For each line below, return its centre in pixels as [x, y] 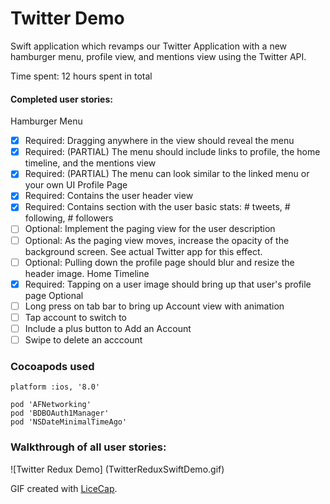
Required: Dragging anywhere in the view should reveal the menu [159, 141]
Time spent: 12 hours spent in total [81, 76]
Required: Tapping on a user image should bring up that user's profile [168, 284]
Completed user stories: [61, 99]
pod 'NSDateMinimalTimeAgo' [69, 422]
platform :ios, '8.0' [55, 387]
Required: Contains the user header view [109, 196]
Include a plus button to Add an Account [108, 328]
